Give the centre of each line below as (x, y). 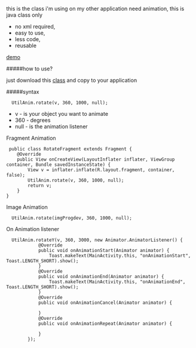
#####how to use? (29, 69)
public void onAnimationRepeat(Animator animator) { (105, 324)
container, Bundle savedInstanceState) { (59, 165)
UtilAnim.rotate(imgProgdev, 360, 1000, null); (72, 218)
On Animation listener (33, 229)
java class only (24, 15)
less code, (27, 39)
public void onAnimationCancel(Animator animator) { (105, 303)
